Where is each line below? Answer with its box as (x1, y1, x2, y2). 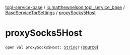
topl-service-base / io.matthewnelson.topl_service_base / (5, 5, 125, 10)
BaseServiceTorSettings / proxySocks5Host (5, 10, 96, 16)
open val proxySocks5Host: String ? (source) (5, 44, 99, 50)
